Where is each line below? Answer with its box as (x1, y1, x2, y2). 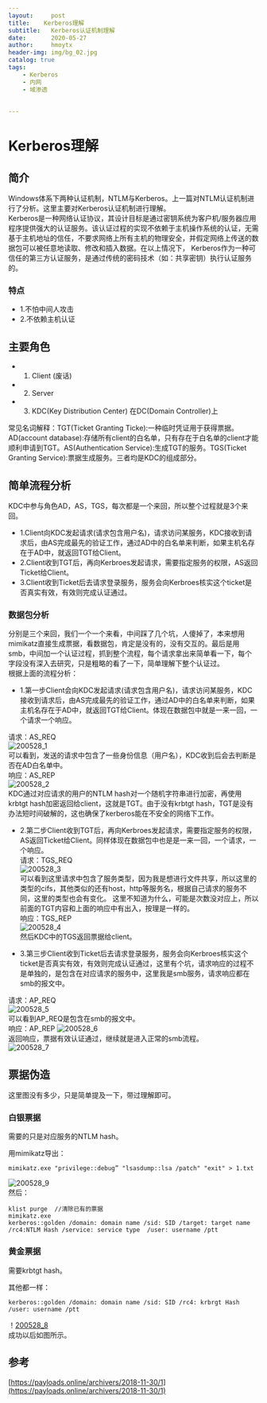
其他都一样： (8, 1282, 50, 1292)
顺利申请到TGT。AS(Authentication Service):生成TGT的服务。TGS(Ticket (8, 443, 247, 453)
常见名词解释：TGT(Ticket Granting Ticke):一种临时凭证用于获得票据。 (8, 423, 238, 433)
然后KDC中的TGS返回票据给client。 (19, 932, 137, 942)
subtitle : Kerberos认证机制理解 (8, 26, 115, 34)
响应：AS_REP (8, 770, 56, 780)
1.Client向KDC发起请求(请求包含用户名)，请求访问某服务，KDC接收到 (19, 528, 246, 537)
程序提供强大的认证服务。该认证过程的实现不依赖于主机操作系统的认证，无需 (8, 223, 259, 233)
